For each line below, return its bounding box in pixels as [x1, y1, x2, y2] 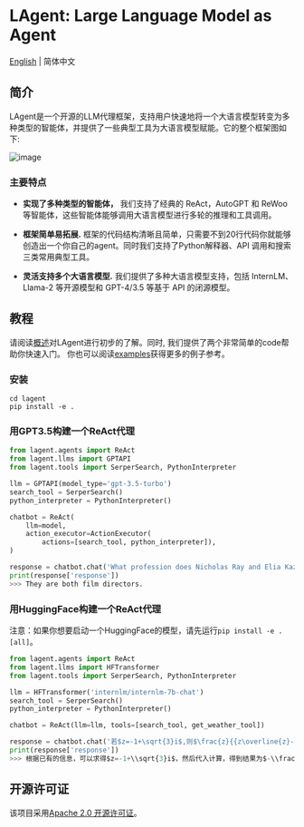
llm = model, [25, 521, 67, 530]
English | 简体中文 [9, 55, 76, 66]
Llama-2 [22, 282, 54, 293]
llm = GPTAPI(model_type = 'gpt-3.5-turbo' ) [9, 480, 172, 489]
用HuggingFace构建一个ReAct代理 [9, 602, 161, 615]
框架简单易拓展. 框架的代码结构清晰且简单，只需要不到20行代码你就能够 [22, 229, 291, 240]
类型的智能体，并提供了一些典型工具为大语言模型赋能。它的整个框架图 [16, 122, 279, 132]
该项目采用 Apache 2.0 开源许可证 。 [9, 807, 142, 818]
